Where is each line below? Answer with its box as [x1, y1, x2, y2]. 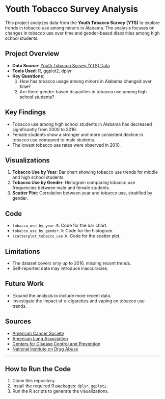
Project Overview [5, 50, 59, 58]
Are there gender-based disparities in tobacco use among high [19, 88, 147, 94]
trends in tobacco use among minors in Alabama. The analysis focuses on [5, 25, 155, 30]
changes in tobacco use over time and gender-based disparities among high [5, 30, 160, 36]
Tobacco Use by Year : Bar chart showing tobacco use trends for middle [12, 169, 158, 175]
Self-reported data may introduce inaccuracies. [12, 266, 109, 271]
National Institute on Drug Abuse [12, 346, 79, 352]
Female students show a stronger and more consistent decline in [12, 132, 143, 137]
